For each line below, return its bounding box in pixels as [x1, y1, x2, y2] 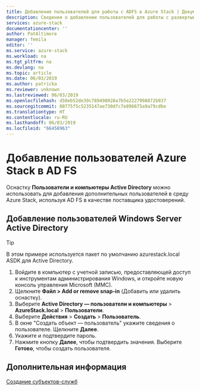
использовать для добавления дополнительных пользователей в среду [6, 190, 189, 197]
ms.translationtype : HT [6, 109, 65, 115]
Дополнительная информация [6, 362, 127, 372]
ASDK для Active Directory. [6, 256, 74, 264]
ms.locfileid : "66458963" [6, 126, 70, 132]
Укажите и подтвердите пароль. [14, 332, 97, 339]
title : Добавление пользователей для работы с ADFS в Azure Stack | [6, 8, 180, 15]
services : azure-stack [6, 20, 62, 26]
